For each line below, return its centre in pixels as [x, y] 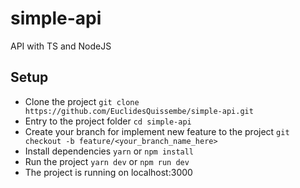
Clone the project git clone [82, 101]
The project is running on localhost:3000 [108, 172]
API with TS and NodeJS [61, 46]
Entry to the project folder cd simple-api [108, 121]
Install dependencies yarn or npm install [109, 151]
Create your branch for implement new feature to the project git [157, 131]
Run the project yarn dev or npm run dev [107, 161]
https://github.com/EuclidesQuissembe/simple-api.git [139, 111]
